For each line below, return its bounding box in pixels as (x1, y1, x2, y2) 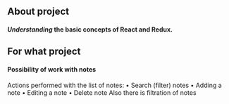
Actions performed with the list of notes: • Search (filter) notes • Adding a (7, 81, 222, 89)
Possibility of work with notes (7, 65, 97, 73)
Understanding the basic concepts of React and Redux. (7, 25, 173, 34)
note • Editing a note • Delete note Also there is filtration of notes (7, 88, 197, 97)
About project (7, 6, 69, 18)
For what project (7, 46, 81, 58)
